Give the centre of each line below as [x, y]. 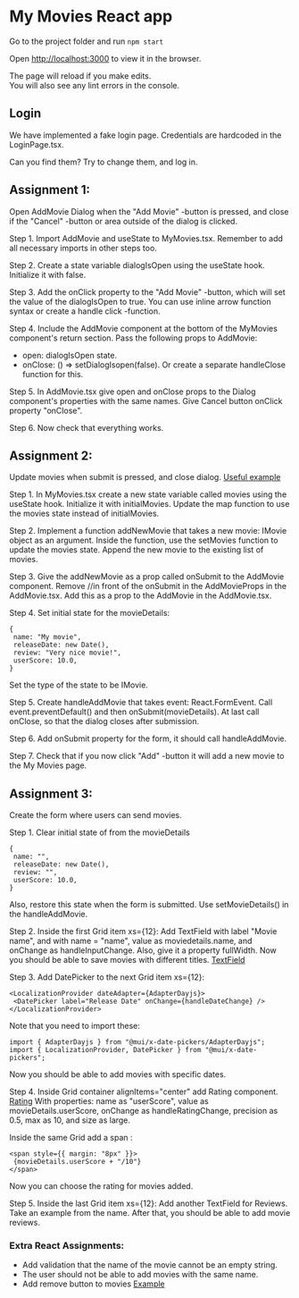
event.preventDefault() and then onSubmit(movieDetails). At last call [134, 712]
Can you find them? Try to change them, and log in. [104, 162]
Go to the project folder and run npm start [86, 41]
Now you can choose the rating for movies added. [101, 1186]
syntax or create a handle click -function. [85, 311]
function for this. [53, 374]
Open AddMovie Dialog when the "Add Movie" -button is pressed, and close [149, 211]
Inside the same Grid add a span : [71, 1138]
